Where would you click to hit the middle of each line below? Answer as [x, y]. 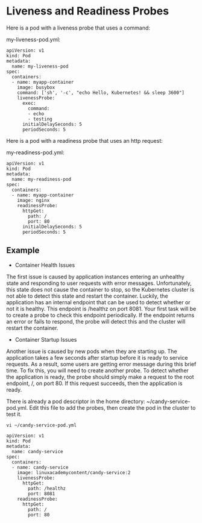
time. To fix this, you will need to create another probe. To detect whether [97, 370]
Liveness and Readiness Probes [88, 11]
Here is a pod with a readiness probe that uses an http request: [84, 140]
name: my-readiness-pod [41, 179]
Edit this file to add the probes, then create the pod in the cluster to [112, 407]
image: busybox [36, 87]
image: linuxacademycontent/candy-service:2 [74, 472]
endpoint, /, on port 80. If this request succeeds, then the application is [94, 383]
